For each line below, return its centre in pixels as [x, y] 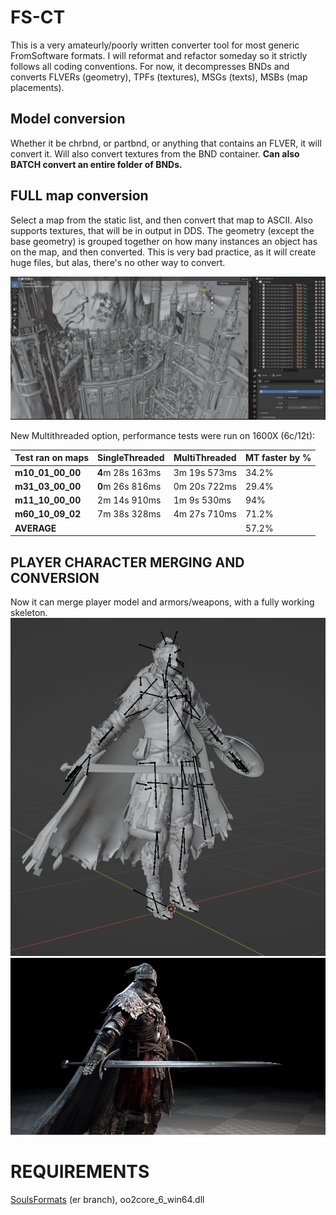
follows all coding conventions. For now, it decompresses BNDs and [150, 66]
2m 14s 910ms [129, 500]
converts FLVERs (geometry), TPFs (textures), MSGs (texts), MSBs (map [159, 77]
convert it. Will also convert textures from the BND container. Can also [155, 153]
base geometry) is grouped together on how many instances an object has [164, 241]
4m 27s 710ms [205, 514]
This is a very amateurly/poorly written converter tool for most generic [155, 45]
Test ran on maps [52, 458]
